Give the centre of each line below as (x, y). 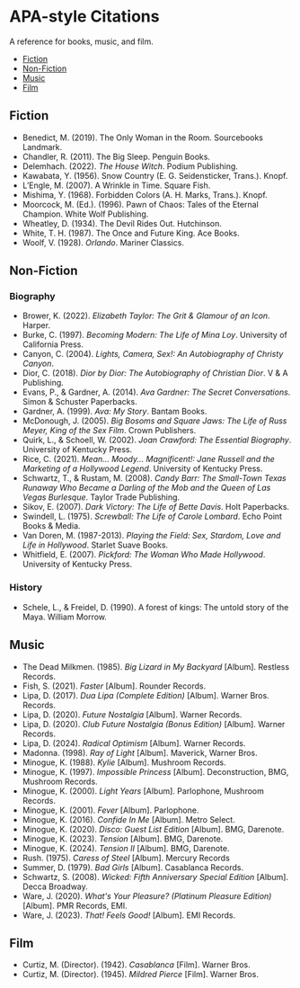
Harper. (36, 325)
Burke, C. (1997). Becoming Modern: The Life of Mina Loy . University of (154, 335)
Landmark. (42, 147)
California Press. (53, 344)
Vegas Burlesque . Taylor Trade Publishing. (101, 497)
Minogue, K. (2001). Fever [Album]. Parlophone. (110, 810)
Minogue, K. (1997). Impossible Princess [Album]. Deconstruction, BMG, (155, 771)
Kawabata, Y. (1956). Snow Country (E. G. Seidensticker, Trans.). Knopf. (155, 175)
